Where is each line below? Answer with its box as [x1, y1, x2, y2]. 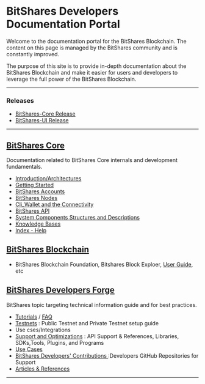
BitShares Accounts [15, 188, 65, 195]
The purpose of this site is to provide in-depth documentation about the [6, 62, 187, 70]
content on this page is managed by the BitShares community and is [6, 44, 178, 51]
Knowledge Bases [15, 220, 61, 227]
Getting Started [15, 182, 54, 189]
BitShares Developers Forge [6, 285, 115, 295]
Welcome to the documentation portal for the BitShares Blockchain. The [6, 37, 187, 45]
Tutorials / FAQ [15, 313, 53, 320]
